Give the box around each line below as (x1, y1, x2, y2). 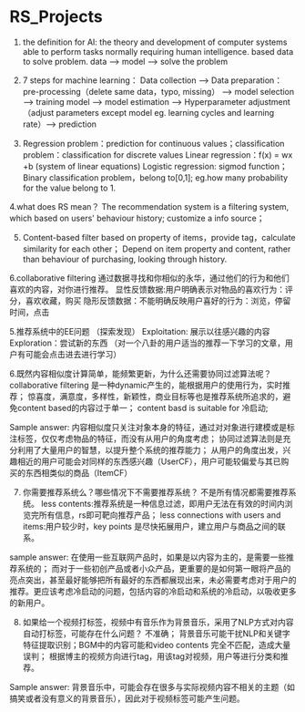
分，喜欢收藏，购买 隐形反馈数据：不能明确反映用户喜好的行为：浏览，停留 (9, 294, 291, 306)
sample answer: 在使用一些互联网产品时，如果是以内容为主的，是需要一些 (9, 552, 287, 562)
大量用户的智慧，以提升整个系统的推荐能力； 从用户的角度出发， (40, 444, 283, 455)
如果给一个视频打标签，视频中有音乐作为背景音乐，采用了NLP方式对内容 (22, 616, 294, 627)
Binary (22, 171, 47, 183)
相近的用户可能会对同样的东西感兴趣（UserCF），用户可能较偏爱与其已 (16, 456, 281, 467)
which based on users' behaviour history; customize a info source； (9, 212, 266, 223)
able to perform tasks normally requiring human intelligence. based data (22, 46, 294, 57)
